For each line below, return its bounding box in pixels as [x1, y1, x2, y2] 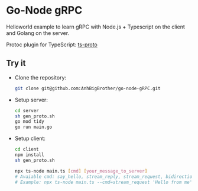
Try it [6, 58, 26, 68]
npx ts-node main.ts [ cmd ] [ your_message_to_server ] [14, 168, 148, 174]
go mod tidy [14, 119, 44, 125]
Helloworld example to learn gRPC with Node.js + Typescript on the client [6, 23, 185, 30]
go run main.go [14, 124, 53, 130]
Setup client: [14, 135, 46, 142]
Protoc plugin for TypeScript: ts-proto [6, 41, 98, 48]
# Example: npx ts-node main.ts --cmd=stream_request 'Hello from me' [14, 179, 193, 185]
